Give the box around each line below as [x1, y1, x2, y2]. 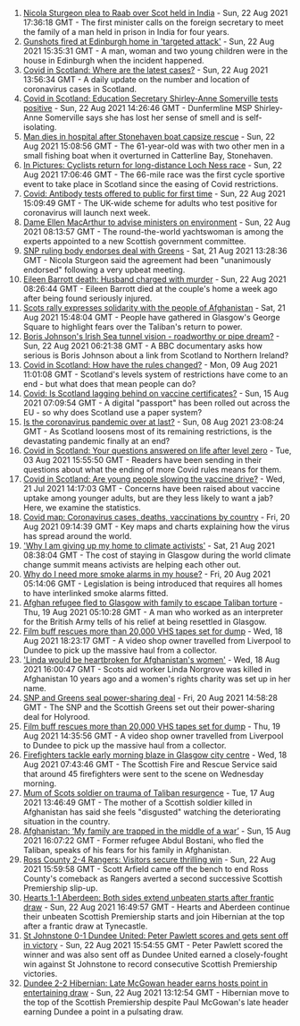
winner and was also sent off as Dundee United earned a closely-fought [22, 949, 288, 960]
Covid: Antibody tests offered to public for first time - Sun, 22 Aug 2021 [22, 188, 287, 199]
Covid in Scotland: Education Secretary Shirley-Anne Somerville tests [22, 93, 279, 104]
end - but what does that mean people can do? [22, 379, 196, 389]
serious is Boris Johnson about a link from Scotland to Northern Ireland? [22, 350, 289, 361]
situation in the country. [22, 817, 111, 826]
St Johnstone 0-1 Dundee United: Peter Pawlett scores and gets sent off [22, 930, 289, 941]
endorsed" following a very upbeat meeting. [22, 264, 186, 275]
